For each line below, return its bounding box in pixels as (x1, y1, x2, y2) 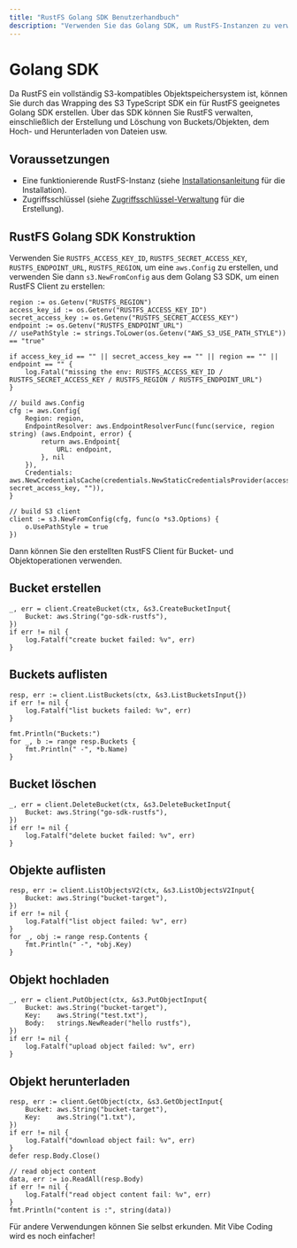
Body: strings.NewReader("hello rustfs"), (25, 1019, 192, 1028)
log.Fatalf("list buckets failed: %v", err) (25, 705, 192, 715)
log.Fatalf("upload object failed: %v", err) (25, 1042, 196, 1052)
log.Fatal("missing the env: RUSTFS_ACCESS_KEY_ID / (25, 368, 224, 377)
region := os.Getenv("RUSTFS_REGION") (9, 298, 152, 307)
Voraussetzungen (9, 151, 110, 166)
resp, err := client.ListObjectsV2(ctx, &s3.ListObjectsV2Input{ (9, 886, 255, 895)
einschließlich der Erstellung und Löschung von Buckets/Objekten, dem (9, 117, 270, 127)
